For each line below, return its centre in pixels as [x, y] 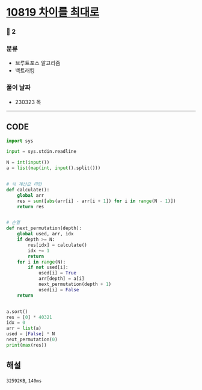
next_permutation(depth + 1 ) [75, 284]
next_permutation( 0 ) [32, 340]
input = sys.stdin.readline [41, 152]
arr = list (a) [24, 329]
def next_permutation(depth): [44, 228]
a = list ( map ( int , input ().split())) [54, 168]
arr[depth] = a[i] [61, 279]
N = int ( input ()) [28, 162]
